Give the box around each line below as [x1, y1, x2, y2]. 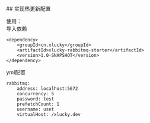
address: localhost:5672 [17, 86, 78, 92]
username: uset [17, 106, 55, 112]
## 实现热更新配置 [6, 5, 51, 12]
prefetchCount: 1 [17, 101, 60, 107]
